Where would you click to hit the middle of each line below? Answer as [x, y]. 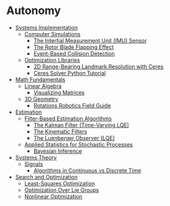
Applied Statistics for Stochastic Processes [79, 144]
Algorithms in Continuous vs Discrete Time [87, 170]
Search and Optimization [46, 177]
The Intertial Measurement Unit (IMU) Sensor [90, 40]
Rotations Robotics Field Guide [72, 105]
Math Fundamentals [40, 79]
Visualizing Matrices [59, 92]
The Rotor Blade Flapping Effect [74, 47]
